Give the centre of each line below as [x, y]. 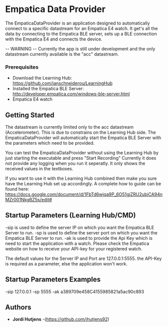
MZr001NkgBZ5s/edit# [29, 200]
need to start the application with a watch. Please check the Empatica [77, 243]
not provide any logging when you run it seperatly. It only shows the [75, 163]
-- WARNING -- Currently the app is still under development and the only [80, 49]
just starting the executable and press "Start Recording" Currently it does [81, 158]
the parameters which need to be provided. [50, 143]
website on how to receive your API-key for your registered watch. [74, 248]
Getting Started [30, 115]
